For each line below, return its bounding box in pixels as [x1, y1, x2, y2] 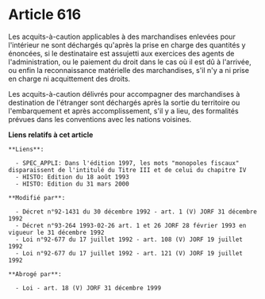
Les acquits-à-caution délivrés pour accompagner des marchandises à [8, 89, 240, 98]
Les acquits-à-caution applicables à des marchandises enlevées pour [8, 32, 236, 41]
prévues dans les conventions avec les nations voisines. [8, 114, 192, 124]
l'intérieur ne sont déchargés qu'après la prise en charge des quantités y [8, 40, 246, 49]
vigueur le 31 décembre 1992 [8, 228, 105, 236]
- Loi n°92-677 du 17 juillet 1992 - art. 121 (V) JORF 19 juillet [15, 249, 244, 257]
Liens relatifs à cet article [8, 129, 94, 140]
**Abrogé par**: [8, 270, 62, 278]
